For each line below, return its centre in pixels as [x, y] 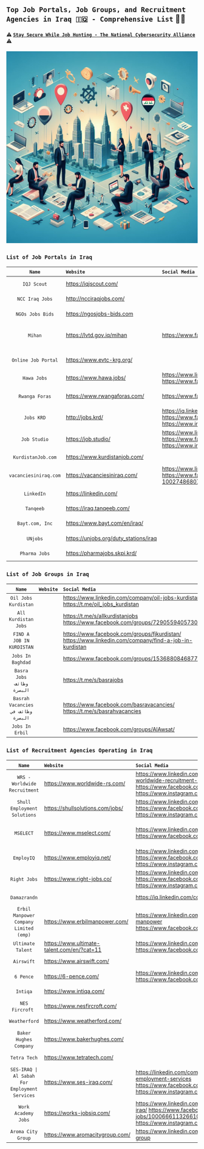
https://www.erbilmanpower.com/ [86, 922]
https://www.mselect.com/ [77, 832]
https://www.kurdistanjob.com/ [105, 457]
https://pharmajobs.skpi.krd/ [101, 553]
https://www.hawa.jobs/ [96, 378]
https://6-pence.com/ [71, 976]
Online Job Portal [35, 360]
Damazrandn [24, 898]
